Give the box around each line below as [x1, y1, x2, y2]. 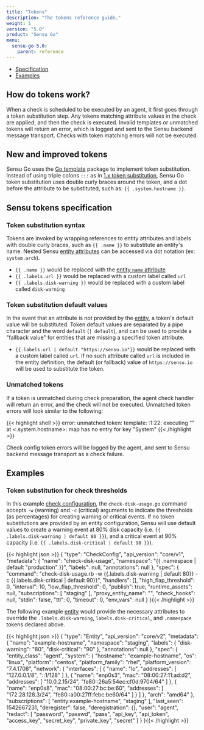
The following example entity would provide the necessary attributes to [6, 608, 185, 615]
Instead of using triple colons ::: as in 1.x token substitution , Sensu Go [6, 172, 185, 179]
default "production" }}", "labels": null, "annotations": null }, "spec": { [6, 564, 180, 571]
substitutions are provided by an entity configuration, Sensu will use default [6, 520, 196, 527]
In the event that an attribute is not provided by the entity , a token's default [6, 315, 194, 322]
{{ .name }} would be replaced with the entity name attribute [15, 266, 166, 273]
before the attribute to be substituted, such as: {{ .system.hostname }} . [6, 185, 186, 192]
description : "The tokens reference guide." [6, 15, 121, 21]
